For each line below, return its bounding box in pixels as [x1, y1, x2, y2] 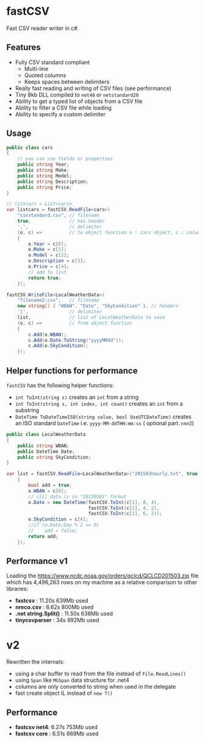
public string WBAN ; [17, 442, 70, 449]
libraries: [6, 585, 29, 593]
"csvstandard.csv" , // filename [17, 212, 99, 218]
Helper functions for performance [6, 365, 138, 376]
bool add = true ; [28, 482, 72, 488]
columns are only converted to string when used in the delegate [15, 683, 176, 691]
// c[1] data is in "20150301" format [28, 494, 127, 500]
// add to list [28, 269, 67, 275]
